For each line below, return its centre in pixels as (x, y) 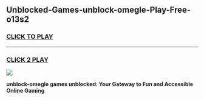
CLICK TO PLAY (30, 37)
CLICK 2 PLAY (27, 59)
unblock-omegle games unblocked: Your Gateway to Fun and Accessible (100, 84)
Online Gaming (25, 90)
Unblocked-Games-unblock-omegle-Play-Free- (99, 10)
